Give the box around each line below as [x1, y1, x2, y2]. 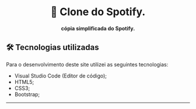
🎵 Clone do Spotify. [50, 5, 146, 19]
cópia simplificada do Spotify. [61, 24, 135, 31]
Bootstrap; [14, 90, 40, 98]
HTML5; [14, 78, 34, 85]
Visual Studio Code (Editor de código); [14, 72, 107, 79]
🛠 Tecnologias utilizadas [6, 43, 99, 52]
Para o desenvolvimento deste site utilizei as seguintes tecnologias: [6, 61, 169, 68]
